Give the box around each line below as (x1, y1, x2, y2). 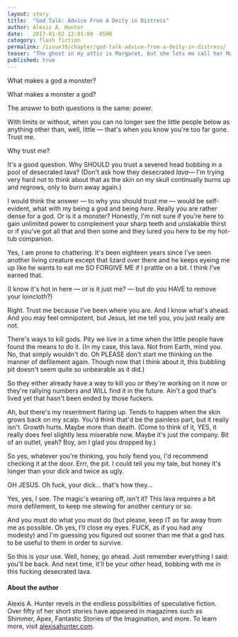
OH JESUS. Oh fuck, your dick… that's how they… (7, 481, 153, 489)
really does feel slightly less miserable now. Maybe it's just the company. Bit (7, 430, 229, 439)
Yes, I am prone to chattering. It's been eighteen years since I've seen (7, 248, 211, 257)
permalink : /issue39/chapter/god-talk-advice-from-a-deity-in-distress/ (7, 43, 227, 50)
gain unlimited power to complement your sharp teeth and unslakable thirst (7, 219, 227, 227)
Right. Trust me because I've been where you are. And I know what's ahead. (7, 306, 230, 314)
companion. (18, 234, 53, 242)
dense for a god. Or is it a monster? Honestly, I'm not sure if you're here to (7, 211, 225, 220)
